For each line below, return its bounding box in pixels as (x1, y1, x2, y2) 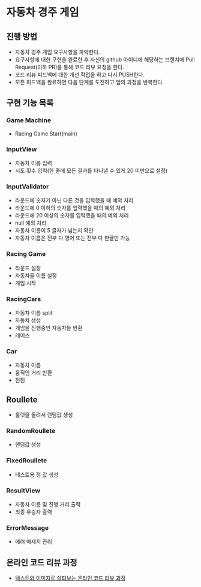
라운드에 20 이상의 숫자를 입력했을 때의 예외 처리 (14, 212, 129, 219)
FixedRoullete (6, 456, 47, 465)
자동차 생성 (14, 317, 41, 324)
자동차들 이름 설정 (14, 272, 57, 279)
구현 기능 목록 (6, 98, 54, 108)
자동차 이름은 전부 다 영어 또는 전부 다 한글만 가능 (14, 234, 130, 241)
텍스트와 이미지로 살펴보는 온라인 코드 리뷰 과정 (14, 574, 126, 582)
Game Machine (6, 116, 52, 125)
